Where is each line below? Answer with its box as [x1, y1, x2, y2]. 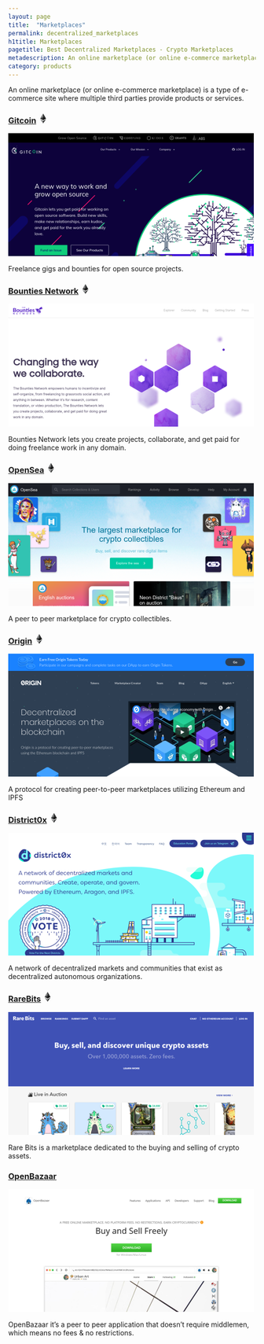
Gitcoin [8, 115, 37, 126]
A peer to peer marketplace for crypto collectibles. [8, 613, 172, 623]
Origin [8, 635, 33, 646]
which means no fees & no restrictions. [8, 1327, 134, 1337]
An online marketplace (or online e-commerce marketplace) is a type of [8, 85, 240, 94]
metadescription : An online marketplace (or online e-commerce [8, 54, 220, 62]
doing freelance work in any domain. [8, 443, 127, 452]
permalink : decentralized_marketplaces [8, 29, 139, 37]
